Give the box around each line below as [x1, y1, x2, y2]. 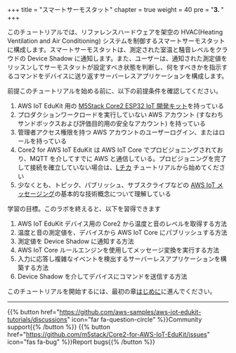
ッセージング [17, 190, 55, 198]
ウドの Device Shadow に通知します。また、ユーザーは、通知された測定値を [7, 54, 228, 63]
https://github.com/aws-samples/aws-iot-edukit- [59, 308, 202, 316]
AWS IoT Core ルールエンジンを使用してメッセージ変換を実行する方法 [17, 246, 220, 254]
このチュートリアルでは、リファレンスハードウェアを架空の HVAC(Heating [7, 28, 223, 36]
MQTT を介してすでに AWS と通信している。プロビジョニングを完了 [29, 155, 227, 162]
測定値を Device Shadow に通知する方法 [17, 237, 135, 245]
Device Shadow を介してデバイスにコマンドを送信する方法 [17, 272, 188, 281]
